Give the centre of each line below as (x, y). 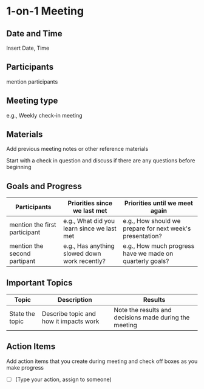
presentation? (142, 236)
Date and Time (34, 34)
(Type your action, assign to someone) (63, 379)
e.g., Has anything (89, 246)
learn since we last (90, 228)
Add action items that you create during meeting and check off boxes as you (102, 361)
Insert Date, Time (28, 48)
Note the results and (143, 310)
